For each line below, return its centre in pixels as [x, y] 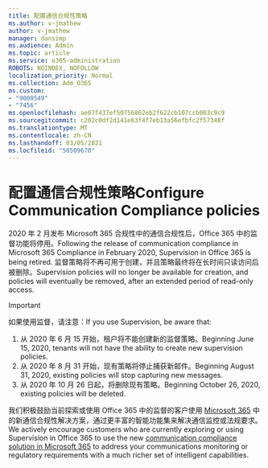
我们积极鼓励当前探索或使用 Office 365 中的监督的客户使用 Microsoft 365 [130, 410]
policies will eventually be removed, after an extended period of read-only [131, 281]
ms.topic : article [39, 53]
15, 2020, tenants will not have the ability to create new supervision [131, 348]
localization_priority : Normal [61, 76]
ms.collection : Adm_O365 [50, 83]
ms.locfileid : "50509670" [52, 150]
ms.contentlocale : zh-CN [50, 135]
